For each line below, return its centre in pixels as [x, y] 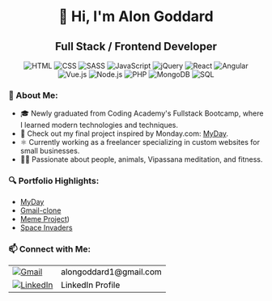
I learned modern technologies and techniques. [99, 125]
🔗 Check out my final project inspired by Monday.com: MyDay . [124, 134]
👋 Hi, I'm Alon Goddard [136, 17]
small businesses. [50, 151]
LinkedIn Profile [90, 285]
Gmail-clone [40, 210]
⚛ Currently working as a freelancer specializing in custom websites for [140, 142]
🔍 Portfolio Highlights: [54, 181]
